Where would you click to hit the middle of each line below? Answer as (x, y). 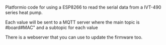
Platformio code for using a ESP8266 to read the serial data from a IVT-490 (83, 7)
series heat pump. (24, 12)
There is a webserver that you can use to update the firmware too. (74, 37)
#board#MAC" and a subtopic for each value (52, 27)
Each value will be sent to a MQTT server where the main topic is (72, 22)
